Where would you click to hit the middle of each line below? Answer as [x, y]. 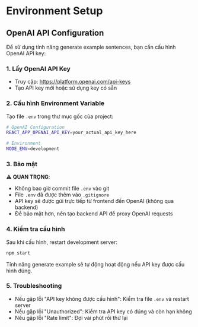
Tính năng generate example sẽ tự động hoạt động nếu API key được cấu [95, 264]
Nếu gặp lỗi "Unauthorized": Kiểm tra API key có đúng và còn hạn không [103, 311]
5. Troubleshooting [34, 286]
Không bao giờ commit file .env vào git [62, 189]
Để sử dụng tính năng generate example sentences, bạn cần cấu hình [91, 47]
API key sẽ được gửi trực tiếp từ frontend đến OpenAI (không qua [94, 201]
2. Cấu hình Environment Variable [55, 103]
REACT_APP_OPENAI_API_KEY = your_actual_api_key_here [71, 133]
